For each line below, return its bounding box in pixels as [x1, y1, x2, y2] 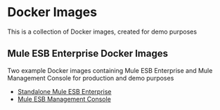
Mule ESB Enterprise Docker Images [7, 48, 169, 60]
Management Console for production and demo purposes [7, 74, 174, 82]
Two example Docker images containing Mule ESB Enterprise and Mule [7, 66, 213, 74]
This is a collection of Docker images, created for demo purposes [7, 27, 198, 36]
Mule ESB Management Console [17, 95, 111, 103]
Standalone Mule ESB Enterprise [17, 87, 112, 95]
